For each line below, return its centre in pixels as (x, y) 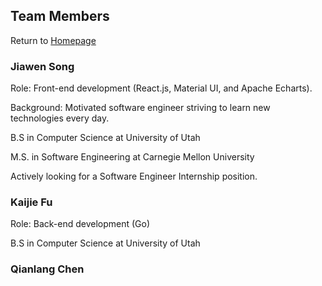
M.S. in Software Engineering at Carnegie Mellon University (132, 157)
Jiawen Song (42, 66)
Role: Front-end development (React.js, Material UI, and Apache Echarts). (161, 88)
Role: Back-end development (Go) (80, 224)
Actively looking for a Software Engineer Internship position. (134, 176)
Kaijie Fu (31, 202)
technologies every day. (60, 118)
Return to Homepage (53, 40)
